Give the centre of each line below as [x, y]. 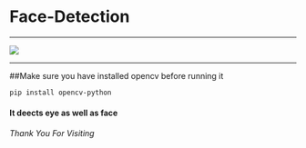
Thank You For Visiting [52, 133]
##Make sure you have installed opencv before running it [117, 75]
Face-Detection [70, 17]
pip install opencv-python [61, 93]
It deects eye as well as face [64, 113]
